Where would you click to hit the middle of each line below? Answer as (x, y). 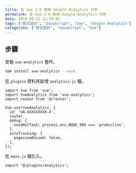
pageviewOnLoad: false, (38, 138)
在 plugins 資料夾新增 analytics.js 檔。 (45, 81)
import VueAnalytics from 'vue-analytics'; (50, 95)
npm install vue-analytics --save (40, 71)
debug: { (18, 120)
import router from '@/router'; (38, 99)
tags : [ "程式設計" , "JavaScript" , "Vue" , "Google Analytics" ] (68, 23)
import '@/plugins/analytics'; (37, 165)
